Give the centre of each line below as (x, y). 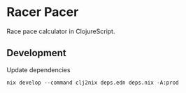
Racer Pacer (43, 12)
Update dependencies (38, 69)
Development (37, 53)
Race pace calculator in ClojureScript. (61, 31)
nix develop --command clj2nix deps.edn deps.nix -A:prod (93, 83)
